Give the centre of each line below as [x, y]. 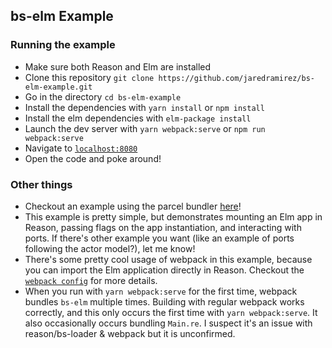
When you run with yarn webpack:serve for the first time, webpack [161, 291]
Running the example [63, 45]
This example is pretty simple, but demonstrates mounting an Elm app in [173, 216]
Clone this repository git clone [89, 77]
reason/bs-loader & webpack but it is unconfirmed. [130, 333]
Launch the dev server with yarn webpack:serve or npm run [145, 128]
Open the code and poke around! [93, 158]
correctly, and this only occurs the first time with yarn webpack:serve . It [171, 312]
